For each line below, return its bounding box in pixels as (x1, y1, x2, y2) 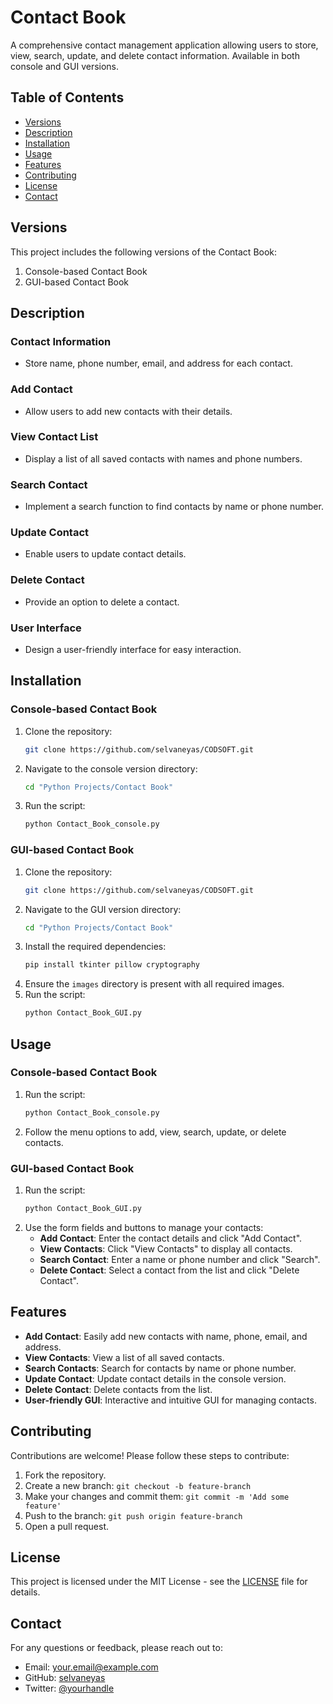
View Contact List (10, 430, 99, 444)
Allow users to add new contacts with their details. (24, 405, 233, 417)
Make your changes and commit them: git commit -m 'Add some (24, 1490, 290, 1502)
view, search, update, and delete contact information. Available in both (10, 49, 300, 61)
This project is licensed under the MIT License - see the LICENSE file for (10, 1576, 308, 1588)
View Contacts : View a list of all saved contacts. (24, 1351, 225, 1363)
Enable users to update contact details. (24, 548, 187, 560)
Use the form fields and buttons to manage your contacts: (24, 1221, 264, 1233)
